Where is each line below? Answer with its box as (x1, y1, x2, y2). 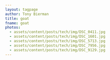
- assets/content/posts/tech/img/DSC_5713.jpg (9, 39, 106, 44)
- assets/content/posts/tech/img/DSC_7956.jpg (9, 43, 106, 48)
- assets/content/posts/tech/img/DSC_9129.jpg (9, 47, 106, 52)
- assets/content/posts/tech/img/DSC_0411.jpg (9, 30, 106, 34)
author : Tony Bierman (5, 12, 49, 16)
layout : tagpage (5, 7, 38, 12)
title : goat (5, 16, 29, 21)
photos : (5, 25, 21, 30)
